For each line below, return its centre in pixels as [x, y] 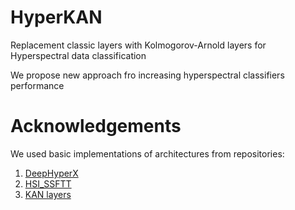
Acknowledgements [96, 126]
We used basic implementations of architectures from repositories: [147, 153]
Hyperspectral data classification [78, 55]
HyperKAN [56, 17]
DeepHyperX [51, 173]
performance [37, 85]
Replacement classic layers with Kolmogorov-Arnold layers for [138, 45]
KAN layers [48, 194]
